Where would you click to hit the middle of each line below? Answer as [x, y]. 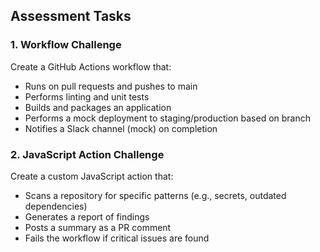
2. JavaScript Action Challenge [87, 154]
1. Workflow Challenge [66, 45]
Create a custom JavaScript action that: [92, 176]
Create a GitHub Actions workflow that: [91, 66]
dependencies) [56, 206]
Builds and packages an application [98, 107]
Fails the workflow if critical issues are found [117, 238]
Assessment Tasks [71, 16]
